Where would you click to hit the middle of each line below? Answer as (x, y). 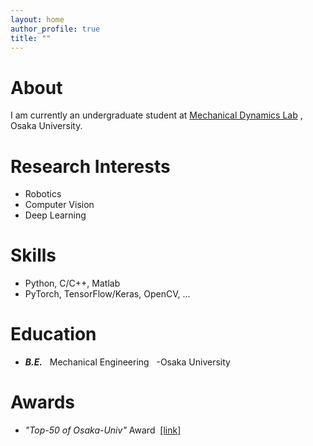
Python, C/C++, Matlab (72, 283)
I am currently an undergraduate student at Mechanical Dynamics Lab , (156, 115)
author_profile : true (55, 29)
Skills (33, 255)
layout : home (37, 19)
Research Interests (90, 166)
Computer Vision (59, 205)
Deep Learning (55, 215)
